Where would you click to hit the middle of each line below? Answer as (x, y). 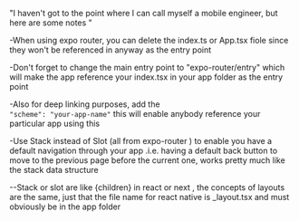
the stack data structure (54, 170)
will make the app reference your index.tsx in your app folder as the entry (146, 77)
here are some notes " (51, 23)
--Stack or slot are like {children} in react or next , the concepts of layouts (147, 187)
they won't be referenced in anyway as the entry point (111, 50)
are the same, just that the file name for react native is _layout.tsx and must (149, 197)
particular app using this (55, 123)
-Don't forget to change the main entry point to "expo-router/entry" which (147, 67)
